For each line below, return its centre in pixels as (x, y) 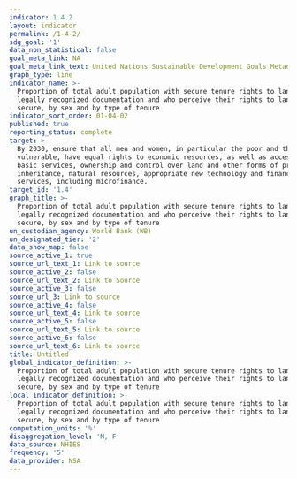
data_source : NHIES (45, 445)
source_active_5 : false (53, 322)
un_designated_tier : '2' (55, 239)
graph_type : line (41, 75)
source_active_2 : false (53, 272)
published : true (39, 125)
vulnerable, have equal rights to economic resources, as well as (142, 157)
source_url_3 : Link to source (65, 297)
